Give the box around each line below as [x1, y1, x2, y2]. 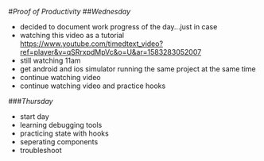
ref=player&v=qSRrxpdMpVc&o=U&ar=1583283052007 [19, 48, 202, 56]
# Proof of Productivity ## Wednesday [8, 7, 131, 16]
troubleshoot [19, 146, 62, 155]
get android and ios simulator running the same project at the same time [19, 64, 256, 74]
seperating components [19, 137, 99, 146]
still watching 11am [19, 56, 81, 65]
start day [19, 112, 49, 121]
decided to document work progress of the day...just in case [19, 22, 218, 31]
